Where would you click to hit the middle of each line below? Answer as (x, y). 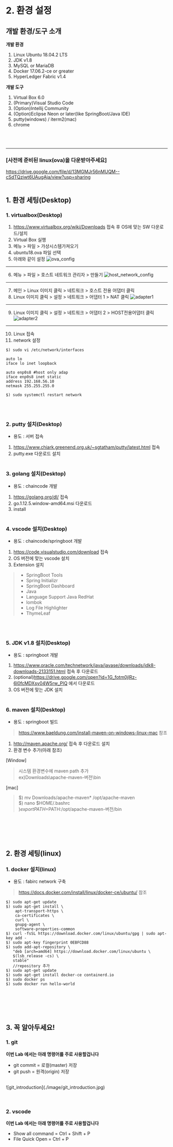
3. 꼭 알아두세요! (31, 1028)
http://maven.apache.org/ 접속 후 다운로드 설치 (61, 744)
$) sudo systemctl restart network (44, 395)
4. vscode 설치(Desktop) (36, 529)
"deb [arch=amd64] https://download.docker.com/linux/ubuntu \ (82, 952)
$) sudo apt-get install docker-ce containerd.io (60, 975)
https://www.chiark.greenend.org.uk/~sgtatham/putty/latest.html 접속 (87, 447)
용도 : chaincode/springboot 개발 (47, 541)
